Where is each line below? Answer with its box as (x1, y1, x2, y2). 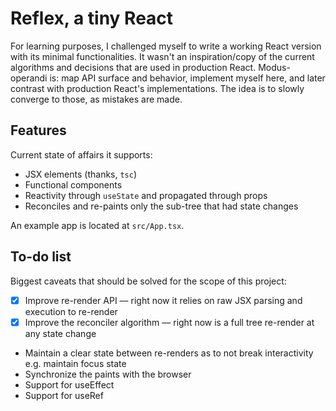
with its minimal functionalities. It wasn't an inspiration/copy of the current (10, 50, 315, 62)
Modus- (258, 61, 291, 73)
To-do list (10, 248, 72, 266)
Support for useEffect (24, 378, 115, 391)
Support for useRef (24, 389, 104, 401)
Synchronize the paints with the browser (24, 368, 192, 380)
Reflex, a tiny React (10, 7, 174, 30)
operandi (10, 72, 48, 84)
